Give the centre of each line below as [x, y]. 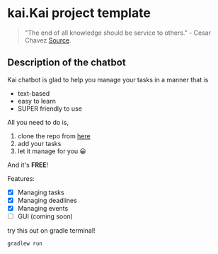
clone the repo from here [54, 136]
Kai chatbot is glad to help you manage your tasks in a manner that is [108, 79]
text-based [34, 93]
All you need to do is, [38, 122]
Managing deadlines [47, 200]
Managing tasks [41, 192]
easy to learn [37, 101]
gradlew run [25, 243]
